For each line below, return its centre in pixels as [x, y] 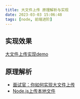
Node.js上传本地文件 [34, 91]
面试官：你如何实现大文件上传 [44, 85]
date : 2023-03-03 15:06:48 [34, 15]
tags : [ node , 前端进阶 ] [29, 19]
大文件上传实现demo [27, 54]
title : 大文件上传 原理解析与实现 [37, 10]
